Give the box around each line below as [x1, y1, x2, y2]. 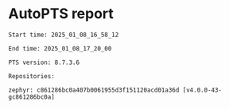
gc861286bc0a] [8, 92, 56, 101]
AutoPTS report [8, 5, 114, 23]
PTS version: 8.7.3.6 [8, 58, 80, 66]
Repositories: [8, 72, 56, 80]
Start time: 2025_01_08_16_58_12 [8, 31, 119, 39]
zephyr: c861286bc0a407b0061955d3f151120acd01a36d [8, 86, 180, 94]
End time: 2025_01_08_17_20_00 [8, 44, 112, 52]
